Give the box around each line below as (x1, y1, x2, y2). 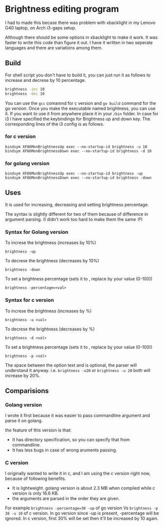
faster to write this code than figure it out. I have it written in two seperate (5, 39, 153, 45)
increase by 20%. (5, 373, 41, 378)
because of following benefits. (5, 476, 66, 481)
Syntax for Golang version (5, 228, 68, 235)
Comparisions (5, 386, 49, 395)
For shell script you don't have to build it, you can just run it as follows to (5, 72, 151, 78)
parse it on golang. (5, 418, 43, 424)
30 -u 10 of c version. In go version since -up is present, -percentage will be (5, 510, 159, 516)
